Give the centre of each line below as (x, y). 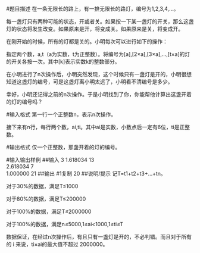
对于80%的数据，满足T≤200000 (46, 199)
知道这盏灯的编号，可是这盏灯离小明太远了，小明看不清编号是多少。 (90, 82)
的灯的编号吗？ (24, 102)
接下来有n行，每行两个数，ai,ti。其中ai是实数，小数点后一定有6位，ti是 (93, 127)
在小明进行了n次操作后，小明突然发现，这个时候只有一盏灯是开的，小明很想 (99, 74)
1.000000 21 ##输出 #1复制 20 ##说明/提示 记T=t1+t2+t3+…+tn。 (86, 174)
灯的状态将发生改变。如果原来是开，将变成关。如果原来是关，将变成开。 (95, 29)
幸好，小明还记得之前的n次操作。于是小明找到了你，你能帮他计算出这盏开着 (99, 94)
